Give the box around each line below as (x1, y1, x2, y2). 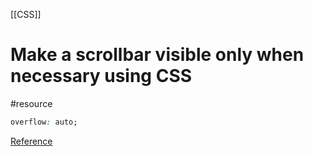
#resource (10, 97, 53, 109)
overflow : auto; (10, 117, 78, 127)
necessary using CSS (10, 65, 193, 88)
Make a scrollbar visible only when (10, 44, 305, 66)
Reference (10, 135, 53, 147)
